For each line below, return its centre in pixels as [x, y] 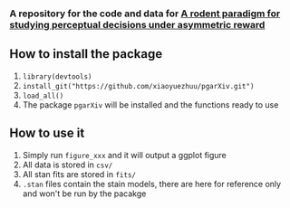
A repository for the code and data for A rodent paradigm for [145, 14]
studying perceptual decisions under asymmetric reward [137, 24]
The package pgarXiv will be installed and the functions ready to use [150, 104]
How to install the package [86, 54]
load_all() [43, 96]
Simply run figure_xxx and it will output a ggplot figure [124, 155]
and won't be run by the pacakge [84, 194]
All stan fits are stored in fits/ [79, 174]
